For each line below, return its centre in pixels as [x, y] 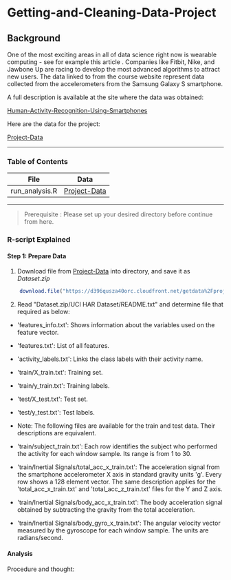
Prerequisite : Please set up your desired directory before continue [118, 214]
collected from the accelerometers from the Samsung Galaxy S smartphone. [115, 84]
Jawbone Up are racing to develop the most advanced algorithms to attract [113, 69]
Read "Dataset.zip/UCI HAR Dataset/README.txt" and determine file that [120, 304]
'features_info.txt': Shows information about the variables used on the [116, 325]
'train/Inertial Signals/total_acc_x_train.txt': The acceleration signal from [118, 467]
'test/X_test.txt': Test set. [52, 399]
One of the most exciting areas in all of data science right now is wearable [112, 54]
